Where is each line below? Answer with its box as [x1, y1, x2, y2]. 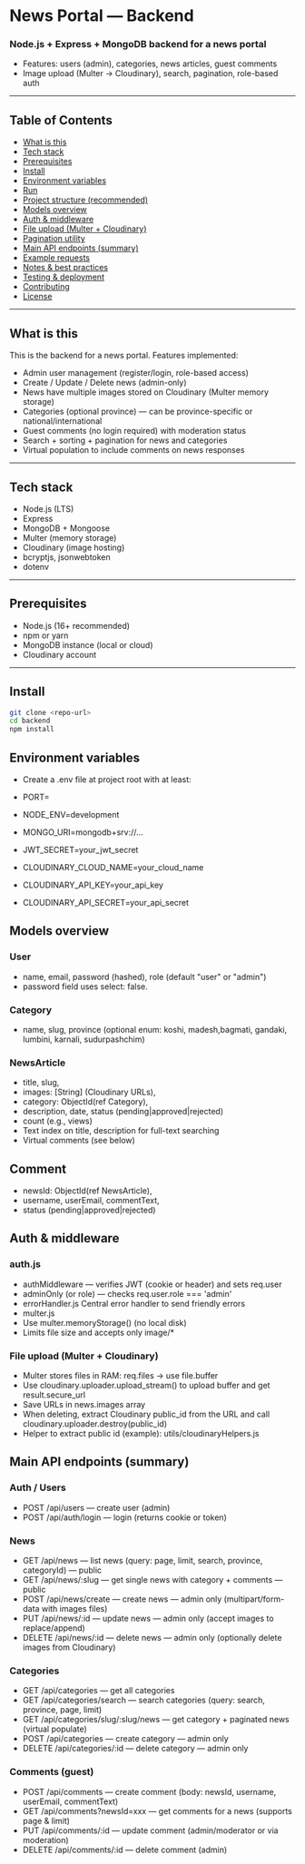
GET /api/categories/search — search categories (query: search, [22, 1694, 266, 1706]
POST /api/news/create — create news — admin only [22, 1594, 222, 1604]
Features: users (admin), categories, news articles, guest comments [22, 58, 278, 69]
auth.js [9, 1258, 41, 1270]
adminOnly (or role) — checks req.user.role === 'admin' [22, 1288, 232, 1299]
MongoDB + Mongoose [22, 523, 111, 534]
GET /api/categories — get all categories [22, 1685, 175, 1696]
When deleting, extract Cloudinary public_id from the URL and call [22, 1408, 271, 1420]
